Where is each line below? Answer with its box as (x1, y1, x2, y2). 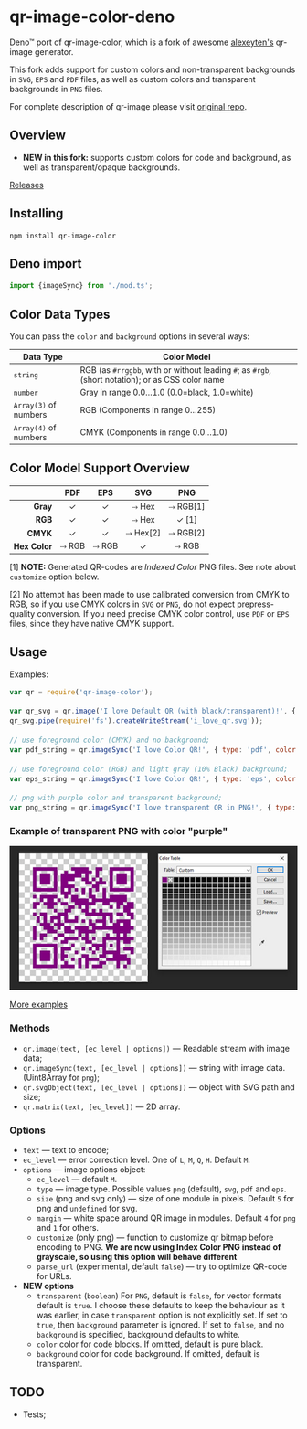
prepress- (237, 598, 274, 609)
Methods (9, 1021, 50, 1034)
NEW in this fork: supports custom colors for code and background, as (22, 152, 291, 163)
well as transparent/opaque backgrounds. (22, 162, 181, 173)
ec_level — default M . (36, 1173, 117, 1184)
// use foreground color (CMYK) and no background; (9, 736, 210, 746)
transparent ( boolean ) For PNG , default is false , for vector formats (36, 1290, 282, 1301)
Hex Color (13, 541, 53, 552)
